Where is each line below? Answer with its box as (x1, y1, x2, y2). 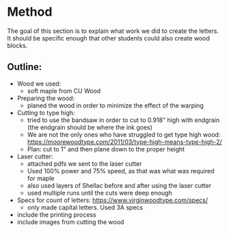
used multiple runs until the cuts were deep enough (27, 188, 172, 197)
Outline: (7, 61, 42, 73)
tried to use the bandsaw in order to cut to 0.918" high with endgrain (27, 116, 220, 124)
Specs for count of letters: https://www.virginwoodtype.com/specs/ (16, 196, 208, 204)
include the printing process (16, 210, 97, 219)
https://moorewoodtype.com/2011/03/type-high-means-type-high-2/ (27, 138, 222, 146)
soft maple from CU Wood (27, 86, 101, 95)
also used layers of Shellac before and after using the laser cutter (27, 181, 212, 189)
